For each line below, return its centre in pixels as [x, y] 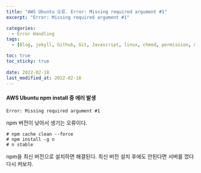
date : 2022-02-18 [28, 72]
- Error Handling [33, 34]
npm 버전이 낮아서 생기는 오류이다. [47, 123]
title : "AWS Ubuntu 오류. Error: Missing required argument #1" [87, 12]
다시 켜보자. [20, 164]
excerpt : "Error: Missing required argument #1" [68, 17]
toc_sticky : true [28, 61]
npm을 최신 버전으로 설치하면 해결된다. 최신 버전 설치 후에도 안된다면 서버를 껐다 [100, 156]
